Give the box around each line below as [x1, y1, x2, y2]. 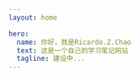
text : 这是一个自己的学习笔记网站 [16, 46, 128, 55]
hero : [8, 29, 29, 38]
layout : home [8, 13, 58, 22]
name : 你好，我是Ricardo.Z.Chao [16, 38, 132, 47]
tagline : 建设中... [16, 55, 86, 64]
